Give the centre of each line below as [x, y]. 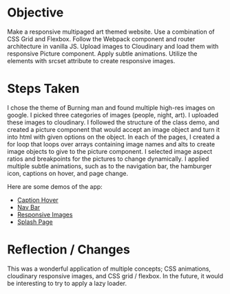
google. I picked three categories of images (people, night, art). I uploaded [113, 115]
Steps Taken [43, 89]
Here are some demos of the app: [55, 186]
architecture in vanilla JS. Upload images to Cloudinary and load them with [113, 46]
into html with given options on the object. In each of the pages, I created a [114, 137]
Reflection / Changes [69, 250]
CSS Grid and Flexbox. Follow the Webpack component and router [101, 38]
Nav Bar [29, 207]
